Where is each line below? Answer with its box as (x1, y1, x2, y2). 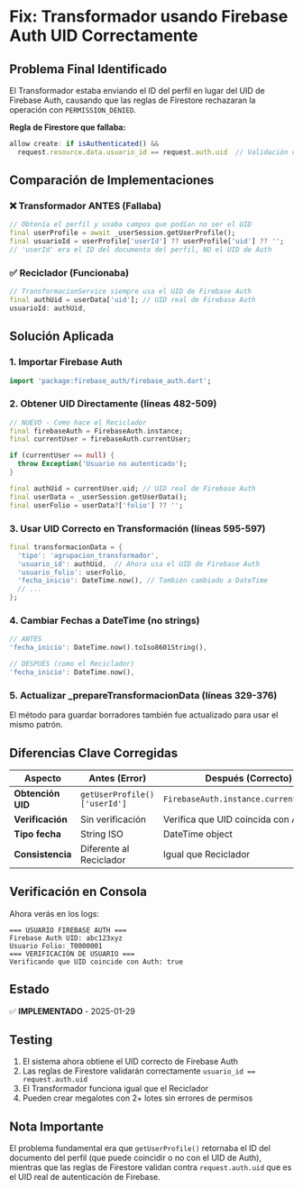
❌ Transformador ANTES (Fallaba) (9, 200, 162, 213)
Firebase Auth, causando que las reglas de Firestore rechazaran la (9, 95, 256, 105)
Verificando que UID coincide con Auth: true (9, 957, 183, 966)
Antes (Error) (88, 772, 147, 784)
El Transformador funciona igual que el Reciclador (22, 1084, 209, 1094)
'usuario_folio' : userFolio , (17, 568, 127, 577)
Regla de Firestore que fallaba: (9, 122, 126, 133)
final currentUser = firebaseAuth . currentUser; (9, 434, 192, 444)
